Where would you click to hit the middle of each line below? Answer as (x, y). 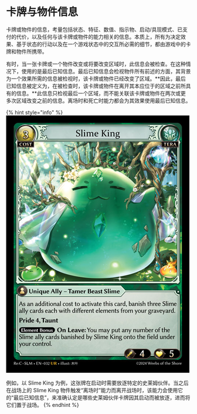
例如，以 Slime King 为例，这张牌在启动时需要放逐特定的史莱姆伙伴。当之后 (97, 383)
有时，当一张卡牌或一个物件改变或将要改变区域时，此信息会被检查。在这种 (96, 64)
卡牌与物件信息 (42, 12)
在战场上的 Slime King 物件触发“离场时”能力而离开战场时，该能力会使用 (92, 390)
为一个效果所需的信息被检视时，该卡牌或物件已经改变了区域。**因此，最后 (96, 78)
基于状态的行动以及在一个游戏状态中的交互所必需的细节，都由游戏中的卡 (103, 44)
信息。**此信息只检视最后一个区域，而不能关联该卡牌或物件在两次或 (98, 93)
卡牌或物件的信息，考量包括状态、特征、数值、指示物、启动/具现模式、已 (94, 29)
